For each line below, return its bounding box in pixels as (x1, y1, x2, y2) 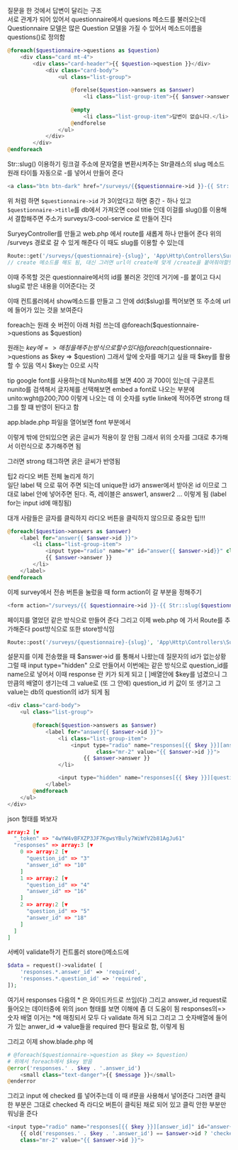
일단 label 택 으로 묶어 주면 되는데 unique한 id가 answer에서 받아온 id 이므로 (7, 481, 220, 489)
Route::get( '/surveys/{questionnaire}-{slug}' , (7, 252, 151, 259)
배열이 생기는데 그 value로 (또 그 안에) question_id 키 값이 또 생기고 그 (25, 679, 221, 687)
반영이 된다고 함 (35, 402, 79, 411)
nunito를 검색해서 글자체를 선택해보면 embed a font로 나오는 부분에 (7, 385, 195, 393)
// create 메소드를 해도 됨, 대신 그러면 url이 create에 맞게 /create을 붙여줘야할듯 (7, 258, 234, 266)
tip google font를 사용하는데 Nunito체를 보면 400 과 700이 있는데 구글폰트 (7, 376, 215, 385)
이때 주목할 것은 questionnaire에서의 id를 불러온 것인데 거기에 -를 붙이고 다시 (7, 273, 222, 281)
